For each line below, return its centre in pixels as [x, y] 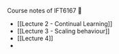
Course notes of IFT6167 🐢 [44, 11]
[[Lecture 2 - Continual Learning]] [65, 24]
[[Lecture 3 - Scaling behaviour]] [63, 31]
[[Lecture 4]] [35, 38]
